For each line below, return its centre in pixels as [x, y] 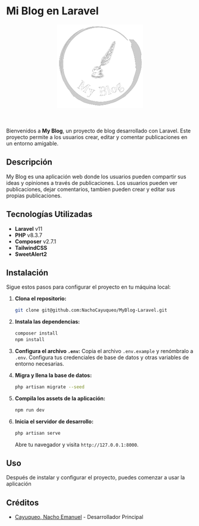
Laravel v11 [29, 228]
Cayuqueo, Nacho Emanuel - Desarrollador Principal [79, 517]
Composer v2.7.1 [35, 241]
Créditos [23, 502]
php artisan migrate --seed [49, 387]
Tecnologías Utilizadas [49, 214]
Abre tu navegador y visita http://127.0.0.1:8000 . [77, 444]
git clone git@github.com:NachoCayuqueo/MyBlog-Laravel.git [91, 310]
